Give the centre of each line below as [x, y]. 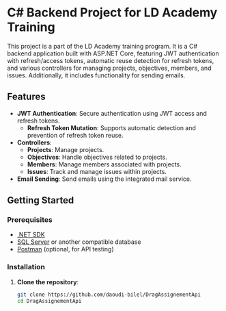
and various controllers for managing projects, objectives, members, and [109, 68]
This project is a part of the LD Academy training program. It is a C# [102, 46]
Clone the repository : [48, 282]
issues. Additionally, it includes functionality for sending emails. [96, 75]
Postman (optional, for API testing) [65, 249]
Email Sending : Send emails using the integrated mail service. [104, 179]
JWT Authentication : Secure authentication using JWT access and [112, 113]
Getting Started [41, 200]
